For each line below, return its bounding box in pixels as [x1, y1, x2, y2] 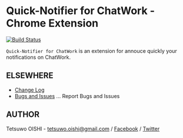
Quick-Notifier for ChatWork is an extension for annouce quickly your [6, 47, 178, 54]
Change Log [14, 86, 45, 93]
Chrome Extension [6, 16, 99, 30]
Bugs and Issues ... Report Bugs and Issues [14, 92, 120, 99]
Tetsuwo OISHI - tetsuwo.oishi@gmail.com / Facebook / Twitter [6, 125, 160, 132]
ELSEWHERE [6, 70, 54, 80]
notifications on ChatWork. [6, 53, 71, 60]
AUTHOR [6, 110, 40, 120]
